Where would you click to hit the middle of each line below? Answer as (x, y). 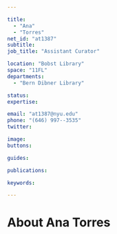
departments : (26, 76)
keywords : (21, 183)
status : (18, 95)
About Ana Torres (59, 223)
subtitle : (21, 45)
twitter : (20, 127)
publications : (28, 170)
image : (17, 139)
